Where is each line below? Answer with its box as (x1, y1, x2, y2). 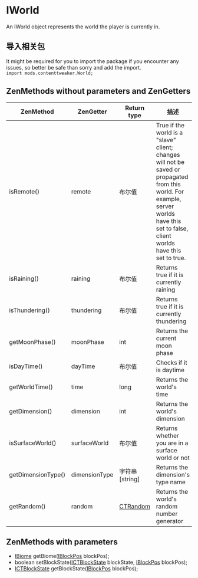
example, (156, 195, 181, 203)
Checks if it (156, 358, 187, 366)
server (156, 202, 174, 210)
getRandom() (9, 502, 46, 510)
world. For (156, 187, 184, 195)
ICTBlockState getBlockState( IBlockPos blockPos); (14, 565, 138, 572)
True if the (156, 121, 184, 129)
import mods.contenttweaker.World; (6, 70, 94, 76)
